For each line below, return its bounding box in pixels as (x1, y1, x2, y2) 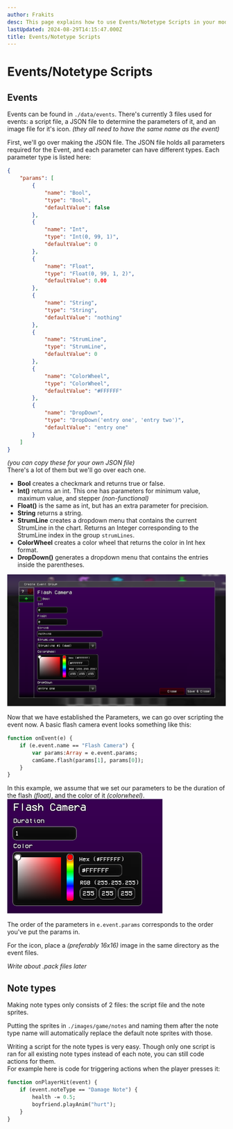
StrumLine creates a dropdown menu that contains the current (17, 517, 197, 525)
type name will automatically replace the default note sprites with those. (7, 1029, 213, 1037)
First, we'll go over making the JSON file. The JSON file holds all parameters (7, 138, 225, 147)
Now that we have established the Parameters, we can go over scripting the (7, 713, 224, 722)
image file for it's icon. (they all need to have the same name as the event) (7, 125, 220, 133)
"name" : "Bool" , (44, 189, 92, 196)
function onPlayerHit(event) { (7, 1079, 98, 1086)
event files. (7, 949, 39, 957)
